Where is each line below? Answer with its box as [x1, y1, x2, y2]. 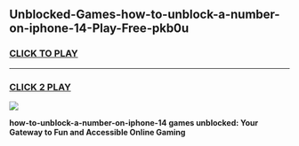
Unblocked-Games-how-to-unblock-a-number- [9, 7, 280, 22]
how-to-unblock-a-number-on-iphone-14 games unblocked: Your [9, 117, 259, 127]
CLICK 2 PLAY [9, 81, 71, 93]
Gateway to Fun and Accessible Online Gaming [9, 127, 186, 137]
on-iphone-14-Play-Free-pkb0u [9, 21, 190, 36]
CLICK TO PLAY [9, 48, 78, 60]
